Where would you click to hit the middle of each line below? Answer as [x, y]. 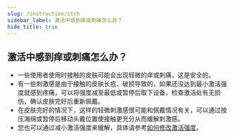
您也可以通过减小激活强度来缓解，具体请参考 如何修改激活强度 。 [110, 127]
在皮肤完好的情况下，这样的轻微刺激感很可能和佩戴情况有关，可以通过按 [122, 110]
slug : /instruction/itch [44, 14]
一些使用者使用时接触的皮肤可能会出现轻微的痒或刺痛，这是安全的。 [116, 75]
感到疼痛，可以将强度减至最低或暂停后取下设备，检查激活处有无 [122, 92]
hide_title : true [33, 27]
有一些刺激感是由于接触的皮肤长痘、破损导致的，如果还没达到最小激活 [119, 84]
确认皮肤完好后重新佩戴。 [67, 102]
